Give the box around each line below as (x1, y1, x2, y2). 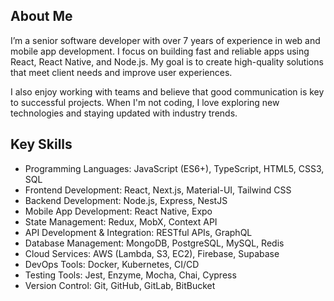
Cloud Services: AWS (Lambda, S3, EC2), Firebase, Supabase (24, 247, 280, 259)
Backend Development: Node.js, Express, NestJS (24, 194, 228, 206)
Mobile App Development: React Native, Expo (24, 205, 213, 217)
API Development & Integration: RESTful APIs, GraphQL (24, 226, 253, 238)
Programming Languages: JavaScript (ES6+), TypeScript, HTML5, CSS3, (24, 162, 325, 174)
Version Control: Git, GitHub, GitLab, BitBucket (24, 279, 216, 291)
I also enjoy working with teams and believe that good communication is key (10, 85, 325, 98)
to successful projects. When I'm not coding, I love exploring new (10, 96, 280, 108)
